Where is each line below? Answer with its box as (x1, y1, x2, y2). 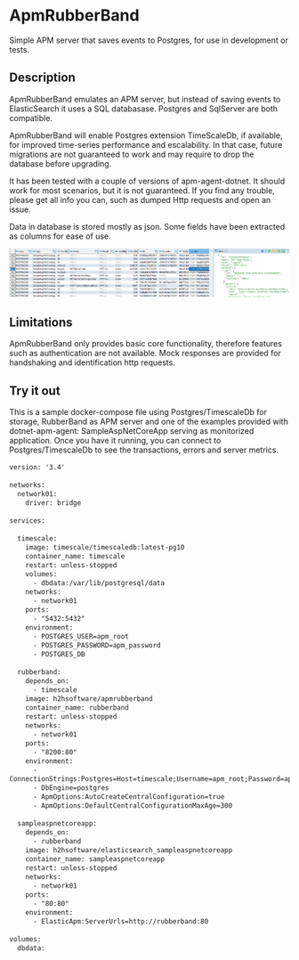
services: (9, 517, 46, 525)
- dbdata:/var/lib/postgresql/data (32, 579, 166, 588)
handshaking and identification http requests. (9, 357, 175, 368)
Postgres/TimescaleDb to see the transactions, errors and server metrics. (9, 444, 279, 455)
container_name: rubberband (25, 704, 129, 712)
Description (9, 70, 76, 85)
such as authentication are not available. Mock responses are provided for (9, 348, 282, 359)
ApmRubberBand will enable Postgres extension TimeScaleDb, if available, (9, 130, 283, 141)
